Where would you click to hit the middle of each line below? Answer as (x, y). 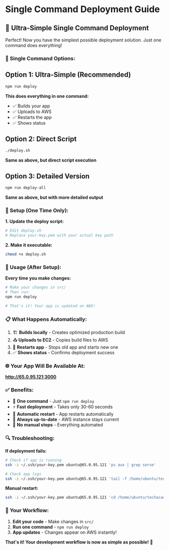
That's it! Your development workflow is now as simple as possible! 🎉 (79, 542)
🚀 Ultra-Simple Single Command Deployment (77, 28)
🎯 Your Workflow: (27, 511)
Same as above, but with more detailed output (54, 197)
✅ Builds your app (31, 106)
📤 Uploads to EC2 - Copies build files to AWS (60, 340)
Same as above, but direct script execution (51, 160)
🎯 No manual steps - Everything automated (58, 424)
